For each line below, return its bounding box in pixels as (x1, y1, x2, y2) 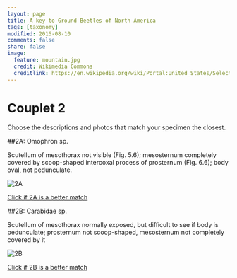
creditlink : (13, 69, 49, 76)
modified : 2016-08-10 (7, 30, 71, 37)
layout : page (7, 10, 46, 18)
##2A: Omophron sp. (7, 137, 68, 146)
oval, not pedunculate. (7, 166, 73, 174)
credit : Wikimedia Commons (13, 63, 93, 70)
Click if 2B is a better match (7, 263, 88, 272)
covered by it (7, 236, 46, 244)
